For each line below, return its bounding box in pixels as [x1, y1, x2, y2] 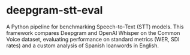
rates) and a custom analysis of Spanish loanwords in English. [6, 42, 159, 49]
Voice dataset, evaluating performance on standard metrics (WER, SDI [6, 35, 180, 43]
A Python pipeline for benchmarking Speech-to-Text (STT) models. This [6, 23, 184, 30]
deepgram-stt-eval [6, 4, 103, 17]
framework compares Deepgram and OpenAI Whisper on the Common [6, 29, 180, 36]
